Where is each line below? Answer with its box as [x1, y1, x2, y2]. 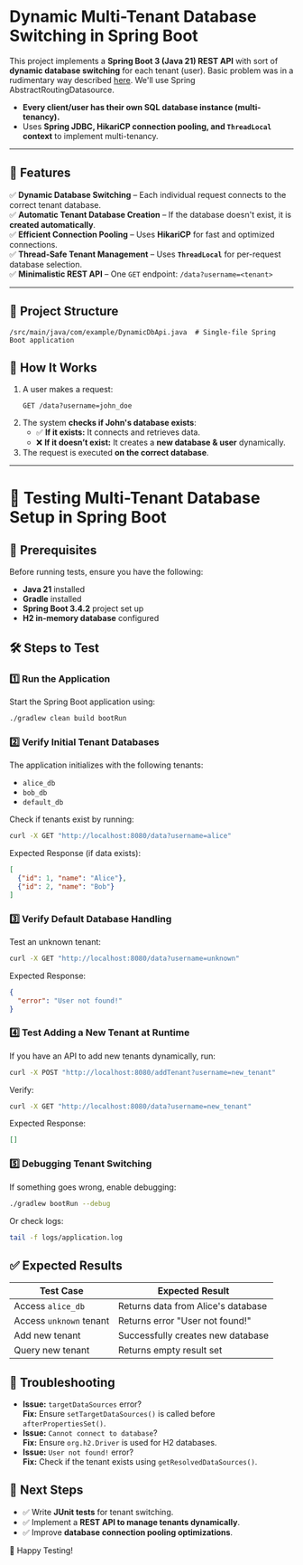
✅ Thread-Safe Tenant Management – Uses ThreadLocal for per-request [9, 249, 281, 259]
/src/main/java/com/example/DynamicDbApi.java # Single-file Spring [9, 327, 277, 336]
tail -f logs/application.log [9, 1232, 124, 1242]
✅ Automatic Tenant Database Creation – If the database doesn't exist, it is [9, 209, 291, 220]
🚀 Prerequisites [9, 542, 97, 558]
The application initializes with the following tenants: [9, 759, 204, 770]
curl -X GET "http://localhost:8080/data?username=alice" [9, 832, 232, 841]
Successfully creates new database [117, 1329, 269, 1342]
